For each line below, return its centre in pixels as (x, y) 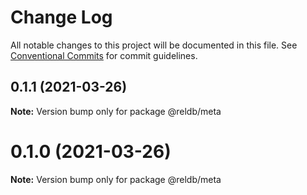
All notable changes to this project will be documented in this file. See (154, 45)
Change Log (61, 17)
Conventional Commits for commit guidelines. (104, 55)
